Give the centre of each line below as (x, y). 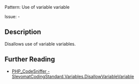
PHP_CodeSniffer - (31, 71)
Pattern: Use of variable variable (37, 7)
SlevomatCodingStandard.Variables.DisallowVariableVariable (73, 76)
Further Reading (30, 59)
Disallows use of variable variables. (40, 44)
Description (23, 32)
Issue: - (12, 16)
